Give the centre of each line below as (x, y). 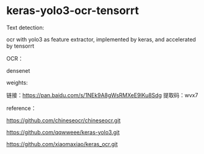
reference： (21, 108)
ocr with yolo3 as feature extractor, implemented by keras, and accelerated (101, 39)
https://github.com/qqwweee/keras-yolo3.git (63, 132)
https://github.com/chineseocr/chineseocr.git (63, 120)
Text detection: (25, 28)
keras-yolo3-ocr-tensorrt (73, 11)
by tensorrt (21, 46)
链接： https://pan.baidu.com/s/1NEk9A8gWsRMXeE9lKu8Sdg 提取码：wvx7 (102, 95)
